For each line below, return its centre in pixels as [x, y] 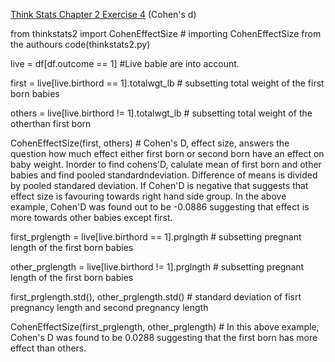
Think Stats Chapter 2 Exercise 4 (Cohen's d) [103, 14]
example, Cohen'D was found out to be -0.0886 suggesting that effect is [160, 207]
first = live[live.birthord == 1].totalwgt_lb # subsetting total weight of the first [167, 83]
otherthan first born [51, 123]
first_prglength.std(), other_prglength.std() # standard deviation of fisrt [156, 297]
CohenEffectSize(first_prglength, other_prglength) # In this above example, [165, 327]
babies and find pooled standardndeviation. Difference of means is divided [164, 175]
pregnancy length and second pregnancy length [109, 307]
